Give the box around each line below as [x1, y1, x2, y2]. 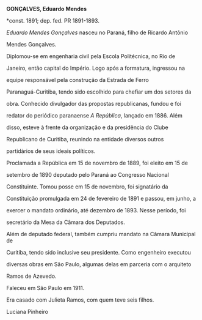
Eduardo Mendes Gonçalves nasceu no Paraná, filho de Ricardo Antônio [6, 29, 188, 36]
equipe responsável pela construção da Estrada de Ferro [6, 76, 150, 83]
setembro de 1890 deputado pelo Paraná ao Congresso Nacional [6, 171, 170, 178]
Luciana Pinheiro [6, 308, 49, 315]
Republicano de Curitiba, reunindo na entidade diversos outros [6, 136, 164, 143]
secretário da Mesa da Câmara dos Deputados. [6, 218, 125, 226]
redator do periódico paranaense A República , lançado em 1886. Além [6, 112, 183, 119]
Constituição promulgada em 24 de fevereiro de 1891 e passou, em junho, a [6, 195, 197, 202]
